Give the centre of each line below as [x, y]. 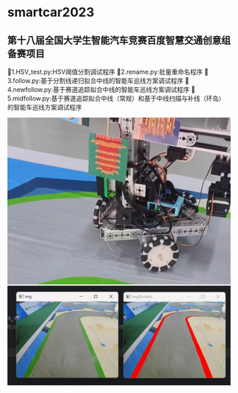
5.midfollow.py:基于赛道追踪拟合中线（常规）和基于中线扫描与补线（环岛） [116, 98]
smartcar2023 [51, 12]
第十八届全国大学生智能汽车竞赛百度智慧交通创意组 [119, 40]
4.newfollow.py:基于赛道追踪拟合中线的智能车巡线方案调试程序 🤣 [102, 90]
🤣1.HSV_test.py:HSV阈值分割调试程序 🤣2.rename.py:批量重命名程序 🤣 [108, 72]
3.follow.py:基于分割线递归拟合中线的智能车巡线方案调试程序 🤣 [98, 81]
